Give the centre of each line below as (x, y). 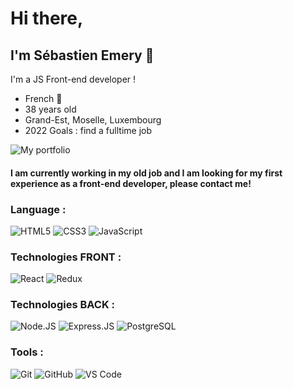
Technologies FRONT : (66, 257)
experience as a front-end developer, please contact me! (131, 183)
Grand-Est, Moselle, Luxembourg (93, 120)
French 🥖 (43, 98)
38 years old (50, 109)
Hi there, (47, 18)
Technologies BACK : (62, 305)
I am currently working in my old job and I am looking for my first (146, 173)
